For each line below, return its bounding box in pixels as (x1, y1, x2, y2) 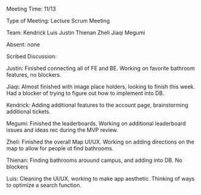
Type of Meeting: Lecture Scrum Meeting (6, 17, 110, 24)
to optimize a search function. (6, 182, 81, 189)
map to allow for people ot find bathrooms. (6, 145, 114, 152)
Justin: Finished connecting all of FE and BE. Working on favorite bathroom (6, 64, 196, 72)
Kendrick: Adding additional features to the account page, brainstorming (6, 101, 188, 109)
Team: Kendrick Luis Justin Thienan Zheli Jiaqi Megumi (6, 29, 145, 36)
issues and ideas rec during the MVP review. (6, 126, 119, 134)
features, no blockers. (6, 71, 62, 78)
